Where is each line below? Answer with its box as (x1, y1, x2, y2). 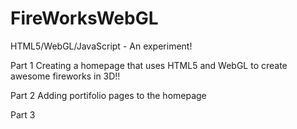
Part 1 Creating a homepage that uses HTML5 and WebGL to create (10, 59, 288, 71)
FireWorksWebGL (10, 7, 159, 30)
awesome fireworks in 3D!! (10, 70, 121, 82)
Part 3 (10, 108, 36, 121)
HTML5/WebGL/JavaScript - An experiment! (10, 40, 193, 52)
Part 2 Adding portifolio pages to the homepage (10, 89, 207, 101)
